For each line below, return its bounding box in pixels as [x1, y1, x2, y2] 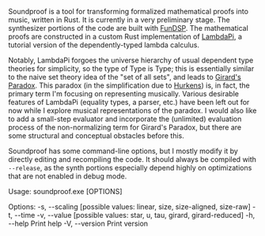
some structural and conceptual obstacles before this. [8, 131, 184, 140]
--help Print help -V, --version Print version [8, 219, 149, 228]
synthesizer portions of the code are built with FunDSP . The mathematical [8, 24, 249, 32]
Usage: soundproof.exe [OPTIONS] [8, 187, 123, 196]
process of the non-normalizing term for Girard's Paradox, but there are [8, 122, 242, 132]
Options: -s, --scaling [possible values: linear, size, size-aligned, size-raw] [8, 202, 251, 212]
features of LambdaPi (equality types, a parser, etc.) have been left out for [8, 98, 250, 107]
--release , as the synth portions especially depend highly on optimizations [8, 163, 252, 172]
